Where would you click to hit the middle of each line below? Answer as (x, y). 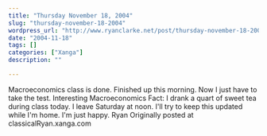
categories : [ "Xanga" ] (46, 52)
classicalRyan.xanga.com (50, 123)
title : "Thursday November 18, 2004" (71, 16)
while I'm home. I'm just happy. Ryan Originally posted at (101, 115)
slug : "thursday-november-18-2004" (67, 23)
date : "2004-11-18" (41, 38)
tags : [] (23, 45)
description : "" (35, 60)
